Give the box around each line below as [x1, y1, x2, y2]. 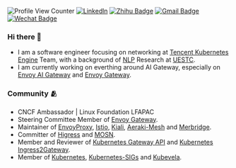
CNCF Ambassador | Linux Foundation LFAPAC [17, 107, 154, 116]
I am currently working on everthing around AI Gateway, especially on [17, 63, 220, 72]
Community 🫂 [7, 89, 58, 99]
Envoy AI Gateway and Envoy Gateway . [17, 71, 132, 79]
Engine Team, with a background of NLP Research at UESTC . [17, 55, 196, 64]
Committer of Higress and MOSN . [17, 130, 116, 138]
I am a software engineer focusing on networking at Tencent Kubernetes [17, 48, 229, 57]
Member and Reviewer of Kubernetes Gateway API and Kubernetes [17, 138, 213, 146]
